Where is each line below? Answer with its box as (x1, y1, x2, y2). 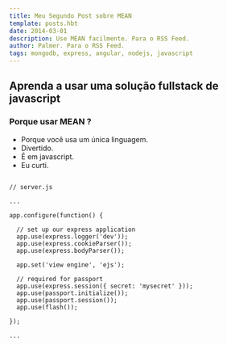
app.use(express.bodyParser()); (16, 246, 126, 255)
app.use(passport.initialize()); (16, 288, 129, 297)
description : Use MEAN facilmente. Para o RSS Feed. (9, 34, 190, 43)
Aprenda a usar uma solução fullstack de (9, 79, 219, 93)
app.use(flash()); (16, 303, 79, 311)
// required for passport (16, 275, 104, 283)
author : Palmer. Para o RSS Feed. (9, 42, 126, 50)
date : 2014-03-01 (9, 27, 68, 35)
